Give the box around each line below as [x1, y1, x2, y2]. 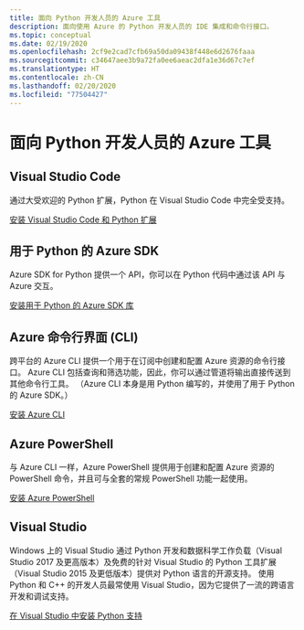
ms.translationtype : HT [9, 65, 100, 74]
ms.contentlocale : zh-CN [9, 73, 104, 82]
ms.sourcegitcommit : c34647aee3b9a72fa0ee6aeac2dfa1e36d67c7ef [9, 56, 256, 65]
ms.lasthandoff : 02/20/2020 [9, 81, 117, 91]
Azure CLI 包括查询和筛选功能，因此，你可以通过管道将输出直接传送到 [26, 367, 291, 378]
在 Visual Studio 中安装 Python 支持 [9, 610, 143, 621]
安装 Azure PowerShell [9, 492, 95, 503]
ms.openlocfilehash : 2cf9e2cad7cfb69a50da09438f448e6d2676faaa [9, 48, 256, 57]
